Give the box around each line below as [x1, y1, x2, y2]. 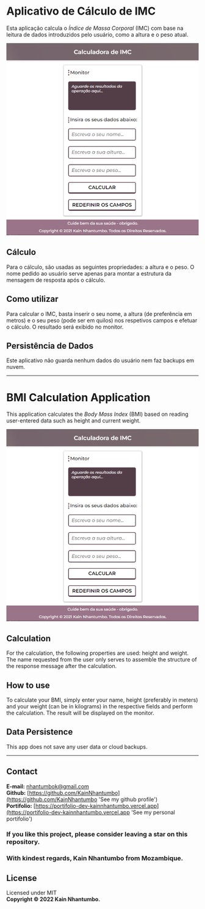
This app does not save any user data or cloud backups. [6, 743, 148, 750]
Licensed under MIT [6, 889, 57, 897]
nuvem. [6, 363, 26, 371]
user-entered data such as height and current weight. [6, 417, 141, 424]
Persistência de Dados [6, 340, 93, 351]
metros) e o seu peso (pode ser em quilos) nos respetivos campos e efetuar [6, 316, 198, 324]
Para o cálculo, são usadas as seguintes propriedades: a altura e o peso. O [6, 263, 195, 271]
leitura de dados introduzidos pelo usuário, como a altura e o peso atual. [6, 30, 189, 38]
